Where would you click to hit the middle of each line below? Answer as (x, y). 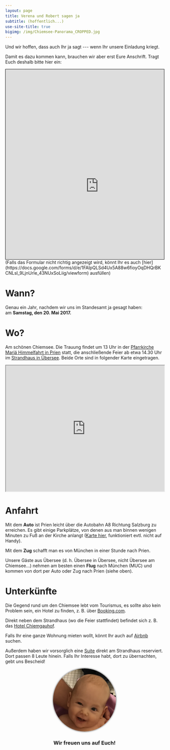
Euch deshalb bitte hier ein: (33, 62)
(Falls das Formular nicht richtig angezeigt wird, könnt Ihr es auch (73, 263)
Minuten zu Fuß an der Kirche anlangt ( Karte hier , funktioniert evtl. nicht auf (83, 535)
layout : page (19, 11)
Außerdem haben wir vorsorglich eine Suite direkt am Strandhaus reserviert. (84, 651)
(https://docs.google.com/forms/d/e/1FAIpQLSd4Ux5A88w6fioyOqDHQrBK (83, 268)
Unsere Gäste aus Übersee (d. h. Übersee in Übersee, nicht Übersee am (80, 560)
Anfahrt (22, 511)
